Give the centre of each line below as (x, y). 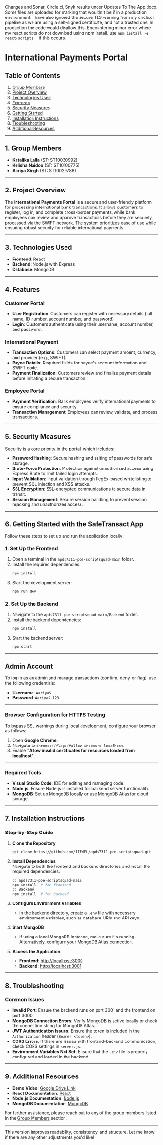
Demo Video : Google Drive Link (44, 1088)
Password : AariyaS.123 (35, 698)
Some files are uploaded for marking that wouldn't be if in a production (76, 12)
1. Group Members (33, 148)
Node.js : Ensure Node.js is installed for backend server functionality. (81, 788)
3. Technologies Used (39, 248)
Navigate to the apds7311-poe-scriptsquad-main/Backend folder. (75, 614)
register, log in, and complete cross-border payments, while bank (70, 212)
